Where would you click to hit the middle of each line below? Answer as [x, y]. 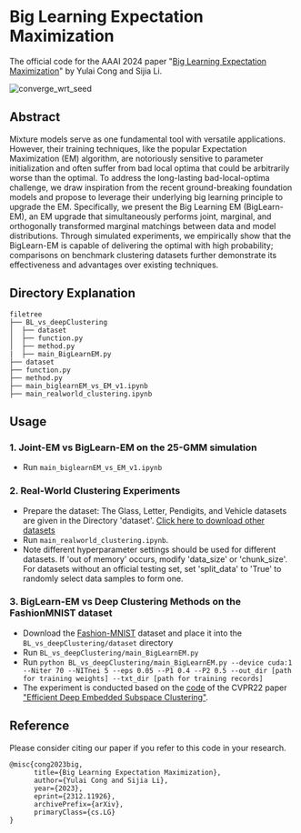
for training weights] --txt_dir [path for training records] [143, 678]
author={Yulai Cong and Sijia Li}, [101, 780]
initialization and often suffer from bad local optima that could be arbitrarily [150, 168]
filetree [26, 314]
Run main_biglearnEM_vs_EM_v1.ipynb [92, 467]
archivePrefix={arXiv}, [79, 804]
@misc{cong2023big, [46, 764]
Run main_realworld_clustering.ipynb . [95, 539]
